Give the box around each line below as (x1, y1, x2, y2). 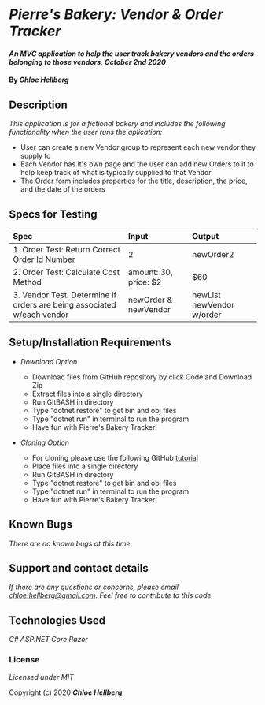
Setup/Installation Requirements (9, 336, 171, 349)
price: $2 (127, 277, 162, 287)
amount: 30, (127, 267, 173, 278)
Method (13, 277, 42, 287)
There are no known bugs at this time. (9, 539, 133, 548)
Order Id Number (13, 254, 75, 265)
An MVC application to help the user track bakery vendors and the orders (9, 49, 255, 58)
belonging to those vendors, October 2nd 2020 (9, 57, 167, 66)
